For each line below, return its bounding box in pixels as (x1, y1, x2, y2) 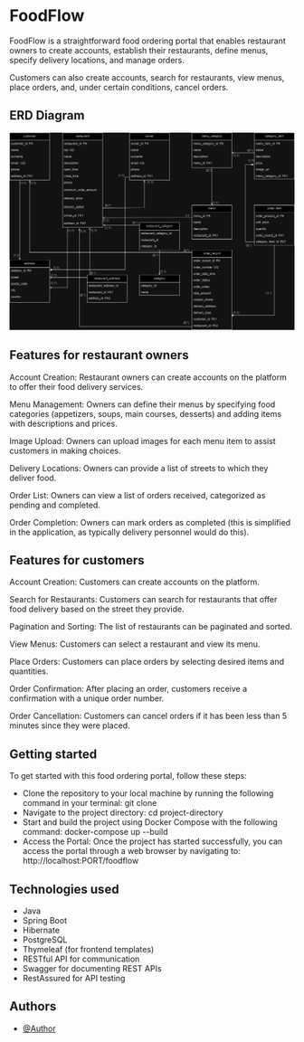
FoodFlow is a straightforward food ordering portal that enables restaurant (9, 35, 287, 46)
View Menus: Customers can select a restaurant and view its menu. (9, 639, 261, 649)
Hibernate (22, 924, 61, 935)
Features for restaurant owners (9, 347, 189, 363)
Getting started (9, 746, 98, 762)
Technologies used (9, 881, 119, 896)
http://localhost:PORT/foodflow (22, 856, 139, 867)
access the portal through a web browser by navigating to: (22, 846, 242, 857)
